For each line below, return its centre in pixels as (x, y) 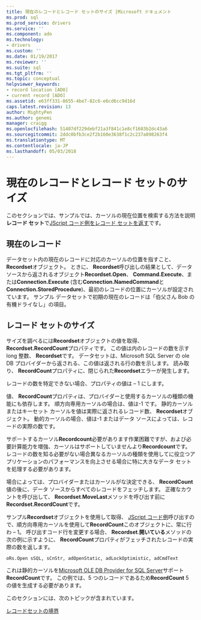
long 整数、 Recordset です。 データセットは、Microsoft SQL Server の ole (98, 356)
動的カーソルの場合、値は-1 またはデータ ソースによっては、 (108, 419)
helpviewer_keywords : (33, 85)
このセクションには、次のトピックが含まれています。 (72, 598)
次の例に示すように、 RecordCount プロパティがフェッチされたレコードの (97, 540)
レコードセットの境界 (32, 611)
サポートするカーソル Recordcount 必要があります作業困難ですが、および (96, 439)
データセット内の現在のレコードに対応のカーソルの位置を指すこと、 (90, 259)
